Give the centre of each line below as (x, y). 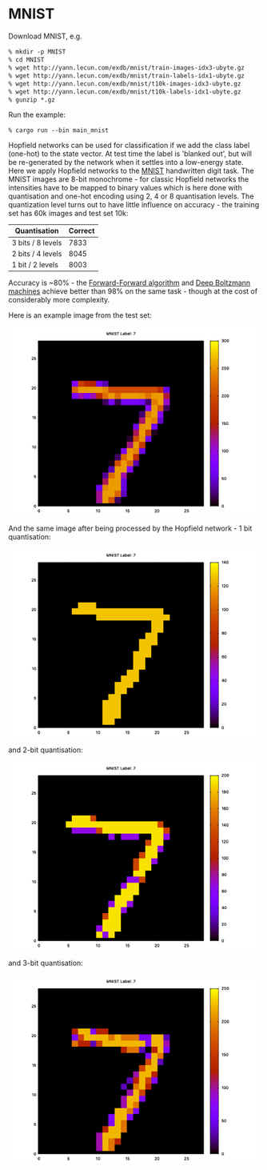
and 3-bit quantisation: (46, 963)
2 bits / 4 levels (37, 254)
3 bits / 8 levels (37, 242)
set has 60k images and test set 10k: (68, 213)
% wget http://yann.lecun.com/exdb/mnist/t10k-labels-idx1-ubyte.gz (125, 92)
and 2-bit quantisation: (46, 750)
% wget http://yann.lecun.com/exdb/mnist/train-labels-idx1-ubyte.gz (127, 76)
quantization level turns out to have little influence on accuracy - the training (134, 204)
